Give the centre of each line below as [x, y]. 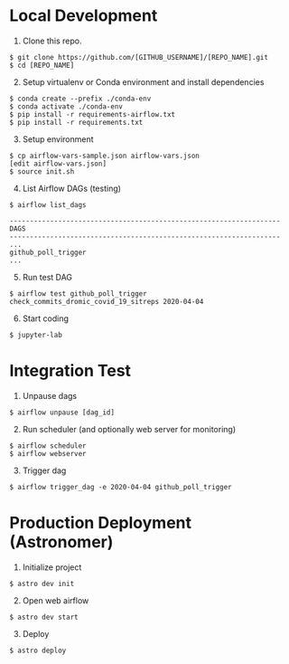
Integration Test [70, 371]
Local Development [84, 16]
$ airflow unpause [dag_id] [62, 413]
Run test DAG [47, 277]
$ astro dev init [42, 583]
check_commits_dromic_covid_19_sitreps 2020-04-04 [107, 301]
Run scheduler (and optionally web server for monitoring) [129, 429]
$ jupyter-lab [36, 335]
